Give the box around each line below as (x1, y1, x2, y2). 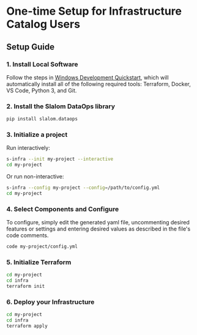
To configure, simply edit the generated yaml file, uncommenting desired (6, 219, 190, 226)
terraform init (6, 283, 45, 290)
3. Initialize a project (6, 130, 68, 139)
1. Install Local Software (6, 60, 78, 68)
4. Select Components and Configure (6, 205, 119, 213)
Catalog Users (6, 17, 81, 31)
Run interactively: (6, 144, 50, 152)
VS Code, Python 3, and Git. (6, 87, 77, 94)
